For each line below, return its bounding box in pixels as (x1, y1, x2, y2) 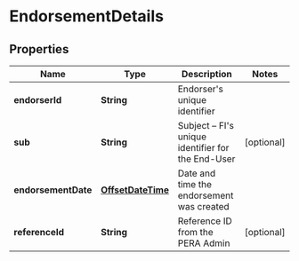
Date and (177, 167, 216, 179)
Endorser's (177, 83, 224, 95)
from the (177, 226, 214, 238)
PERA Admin (177, 237, 230, 249)
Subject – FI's (177, 120, 234, 131)
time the (177, 178, 212, 190)
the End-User (177, 153, 236, 165)
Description (181, 68, 233, 80)
